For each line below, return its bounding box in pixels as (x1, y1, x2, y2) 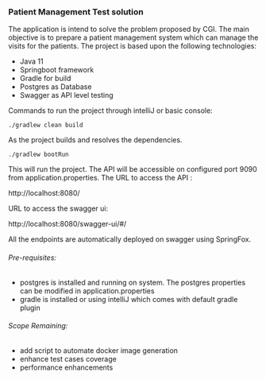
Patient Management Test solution (8, 6, 145, 17)
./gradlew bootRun (8, 150, 69, 159)
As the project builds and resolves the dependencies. (8, 135, 183, 145)
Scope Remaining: (8, 321, 68, 331)
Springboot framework (19, 65, 94, 75)
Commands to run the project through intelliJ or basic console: (8, 106, 213, 115)
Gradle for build (19, 74, 71, 83)
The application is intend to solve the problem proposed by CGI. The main (8, 25, 250, 34)
